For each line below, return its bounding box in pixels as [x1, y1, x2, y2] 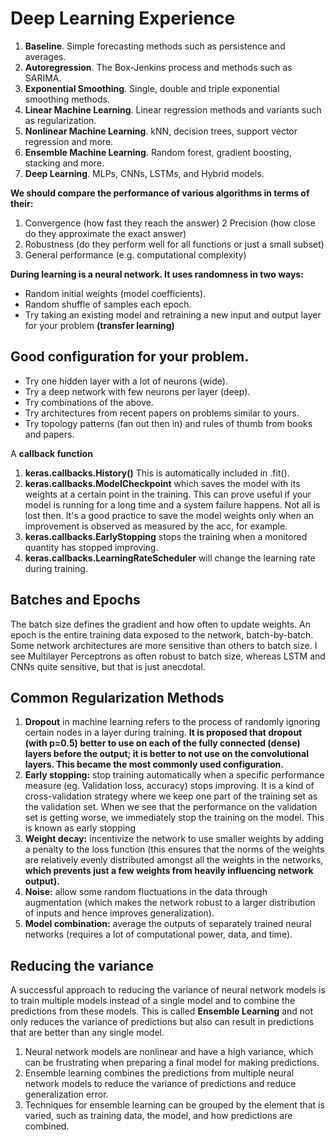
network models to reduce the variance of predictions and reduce [24, 1078, 297, 1090]
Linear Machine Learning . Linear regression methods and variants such [24, 103, 322, 116]
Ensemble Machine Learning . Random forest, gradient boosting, [24, 146, 292, 158]
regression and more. [24, 135, 114, 147]
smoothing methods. [24, 93, 110, 105]
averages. [24, 50, 67, 62]
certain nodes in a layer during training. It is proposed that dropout [24, 727, 303, 739]
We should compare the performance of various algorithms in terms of [10, 187, 310, 199]
